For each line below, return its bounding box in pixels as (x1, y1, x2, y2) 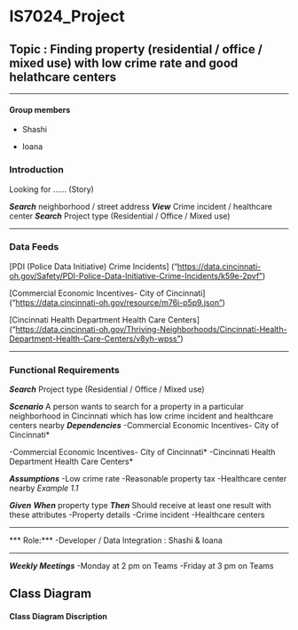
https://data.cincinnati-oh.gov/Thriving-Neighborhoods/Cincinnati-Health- (15, 323, 287, 334)
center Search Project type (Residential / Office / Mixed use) (9, 211, 231, 221)
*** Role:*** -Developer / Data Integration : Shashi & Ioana (9, 535, 223, 546)
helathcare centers (9, 69, 117, 84)
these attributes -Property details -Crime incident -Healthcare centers (9, 509, 265, 521)
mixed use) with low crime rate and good (9, 55, 239, 70)
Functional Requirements (9, 363, 120, 376)
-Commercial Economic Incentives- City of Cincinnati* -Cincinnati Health (9, 447, 276, 458)
